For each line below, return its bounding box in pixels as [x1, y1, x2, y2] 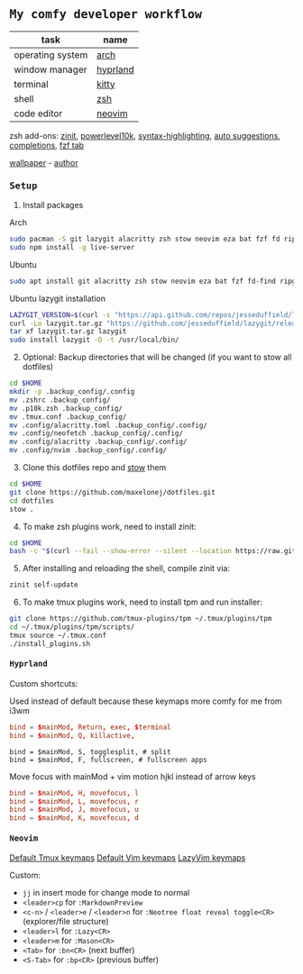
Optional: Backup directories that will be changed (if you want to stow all [22, 351, 292, 363]
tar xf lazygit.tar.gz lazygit [9, 327, 127, 336]
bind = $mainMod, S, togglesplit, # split [9, 747, 171, 756]
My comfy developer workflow [9, 7, 203, 22]
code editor [14, 107, 63, 120]
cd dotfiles [9, 496, 54, 505]
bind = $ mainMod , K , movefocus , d [9, 814, 140, 823]
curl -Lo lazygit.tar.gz [9, 319, 103, 328]
